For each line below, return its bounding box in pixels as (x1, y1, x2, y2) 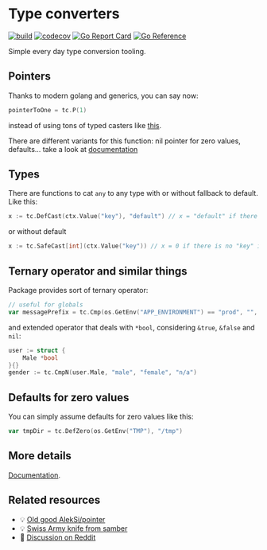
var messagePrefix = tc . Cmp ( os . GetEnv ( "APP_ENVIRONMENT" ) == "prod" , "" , (8, 308, 258, 316)
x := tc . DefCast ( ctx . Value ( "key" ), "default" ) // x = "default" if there (8, 213, 258, 220)
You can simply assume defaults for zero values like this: (8, 412, 194, 422)
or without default (8, 227, 67, 236)
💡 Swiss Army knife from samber (19, 523, 128, 533)
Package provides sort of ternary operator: (8, 286, 149, 295)
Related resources (8, 493, 101, 507)
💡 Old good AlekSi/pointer (19, 514, 106, 524)
